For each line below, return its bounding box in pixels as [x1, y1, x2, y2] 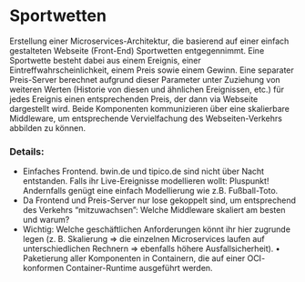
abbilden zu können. [9, 122, 86, 133]
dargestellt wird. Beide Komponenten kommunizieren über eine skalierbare [9, 103, 290, 114]
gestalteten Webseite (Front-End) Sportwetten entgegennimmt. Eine [9, 45, 265, 55]
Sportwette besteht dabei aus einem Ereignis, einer [9, 55, 202, 65]
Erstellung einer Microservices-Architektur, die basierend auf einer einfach [9, 35, 290, 46]
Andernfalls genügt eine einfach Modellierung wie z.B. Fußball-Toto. [22, 186, 279, 196]
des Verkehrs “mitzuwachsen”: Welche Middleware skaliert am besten [22, 205, 286, 216]
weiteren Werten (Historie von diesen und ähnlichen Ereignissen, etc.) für [9, 84, 285, 95]
